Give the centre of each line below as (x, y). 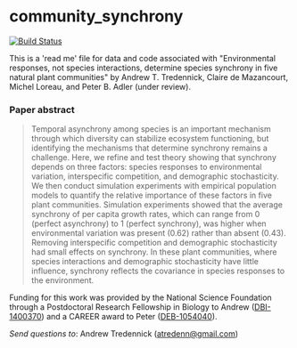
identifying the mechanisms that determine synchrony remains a (149, 148)
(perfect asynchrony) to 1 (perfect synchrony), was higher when (148, 223)
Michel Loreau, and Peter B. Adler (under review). (100, 86)
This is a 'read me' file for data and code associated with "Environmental (143, 58)
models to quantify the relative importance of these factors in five (151, 195)
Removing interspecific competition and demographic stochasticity (154, 243)
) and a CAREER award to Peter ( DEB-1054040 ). (129, 317)
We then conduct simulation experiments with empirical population (153, 186)
